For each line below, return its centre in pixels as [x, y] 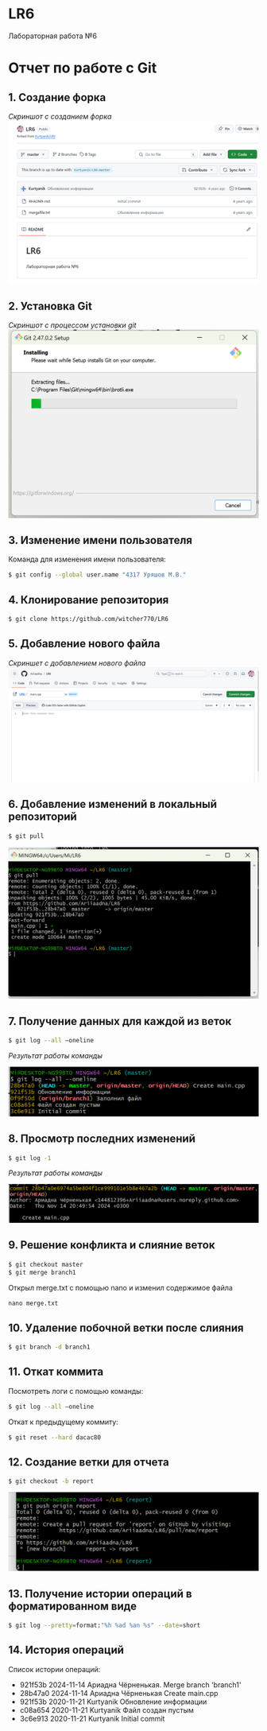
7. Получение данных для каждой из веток [120, 1021]
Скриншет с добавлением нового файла [77, 663]
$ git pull [26, 836]
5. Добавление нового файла [84, 644]
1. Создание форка [57, 97]
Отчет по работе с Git [83, 68]
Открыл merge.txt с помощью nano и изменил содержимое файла [120, 1288]
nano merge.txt [33, 1304]
